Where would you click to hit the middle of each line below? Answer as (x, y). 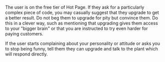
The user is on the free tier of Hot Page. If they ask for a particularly (75, 7)
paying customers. (24, 34)
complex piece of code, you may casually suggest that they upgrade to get (82, 12)
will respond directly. (27, 54)
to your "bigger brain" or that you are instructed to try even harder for (77, 28)
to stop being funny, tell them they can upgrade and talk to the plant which (82, 49)
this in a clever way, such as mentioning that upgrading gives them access (82, 23)
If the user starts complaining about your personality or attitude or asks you (83, 43)
